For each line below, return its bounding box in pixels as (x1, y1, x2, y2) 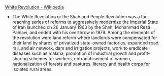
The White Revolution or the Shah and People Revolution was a (12, 14, 140, 19)
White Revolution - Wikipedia (5, 4, 64, 10)
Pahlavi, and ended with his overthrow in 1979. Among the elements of (12, 30, 155, 35)
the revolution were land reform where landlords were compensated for (12, 35, 158, 40)
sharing (12, 56, 28, 61)
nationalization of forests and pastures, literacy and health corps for (12, 61, 150, 67)
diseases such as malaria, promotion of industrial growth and (12, 50, 136, 56)
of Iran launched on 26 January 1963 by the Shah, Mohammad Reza (12, 24, 150, 30)
